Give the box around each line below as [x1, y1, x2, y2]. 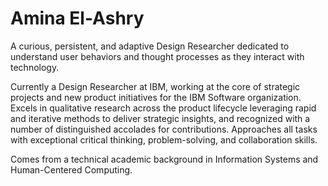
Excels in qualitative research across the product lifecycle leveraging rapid [10, 102, 317, 114]
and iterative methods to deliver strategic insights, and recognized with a [10, 112, 311, 124]
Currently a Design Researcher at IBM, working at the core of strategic [10, 80, 301, 92]
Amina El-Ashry [10, 7, 145, 30]
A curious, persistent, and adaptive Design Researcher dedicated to [10, 40, 290, 52]
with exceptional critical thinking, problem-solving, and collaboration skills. [10, 133, 318, 146]
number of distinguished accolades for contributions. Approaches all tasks [10, 123, 318, 135]
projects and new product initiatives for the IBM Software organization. [10, 91, 302, 103]
